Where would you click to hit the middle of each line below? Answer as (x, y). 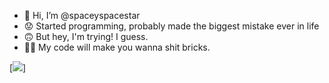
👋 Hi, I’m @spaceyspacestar (82, 15)
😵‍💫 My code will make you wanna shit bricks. (117, 47)
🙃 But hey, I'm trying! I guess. (86, 36)
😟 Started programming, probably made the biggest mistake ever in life (171, 26)
